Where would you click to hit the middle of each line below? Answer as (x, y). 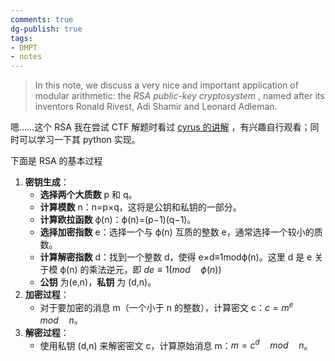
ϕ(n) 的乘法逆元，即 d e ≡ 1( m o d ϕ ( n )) (140, 270)
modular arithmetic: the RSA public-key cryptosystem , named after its (179, 96)
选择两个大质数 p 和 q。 (88, 195)
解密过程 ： (47, 332)
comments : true (42, 19)
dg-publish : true (46, 29)
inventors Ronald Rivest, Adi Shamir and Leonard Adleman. (156, 107)
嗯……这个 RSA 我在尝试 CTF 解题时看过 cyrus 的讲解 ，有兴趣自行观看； (160, 127)
